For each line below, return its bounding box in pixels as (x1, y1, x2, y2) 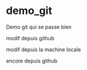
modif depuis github (6, 34, 54, 41)
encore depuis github (6, 57, 57, 64)
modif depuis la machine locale (6, 45, 81, 53)
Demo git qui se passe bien (6, 23, 72, 30)
